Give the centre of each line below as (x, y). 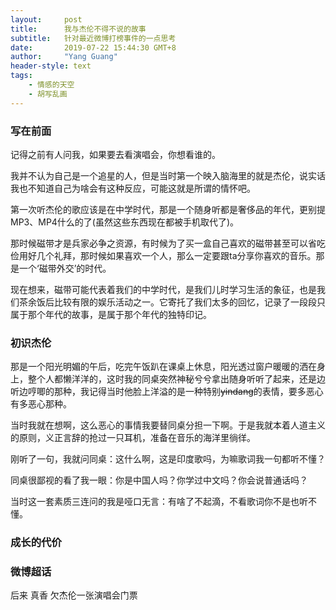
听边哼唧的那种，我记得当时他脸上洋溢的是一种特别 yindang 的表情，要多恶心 (167, 392)
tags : (21, 76)
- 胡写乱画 (48, 94)
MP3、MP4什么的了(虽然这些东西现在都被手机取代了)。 (125, 222)
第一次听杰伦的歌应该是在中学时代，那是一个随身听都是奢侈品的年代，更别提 (168, 209)
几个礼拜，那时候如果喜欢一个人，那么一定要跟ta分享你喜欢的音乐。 (176, 255)
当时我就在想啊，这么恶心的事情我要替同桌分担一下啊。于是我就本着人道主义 (168, 425)
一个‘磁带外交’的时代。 (65, 268)
